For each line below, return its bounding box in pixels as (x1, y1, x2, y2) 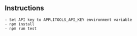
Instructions (5, 4, 44, 12)
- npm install (5, 21, 35, 26)
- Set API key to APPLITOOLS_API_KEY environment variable (5, 17, 132, 22)
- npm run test (5, 26, 37, 31)
